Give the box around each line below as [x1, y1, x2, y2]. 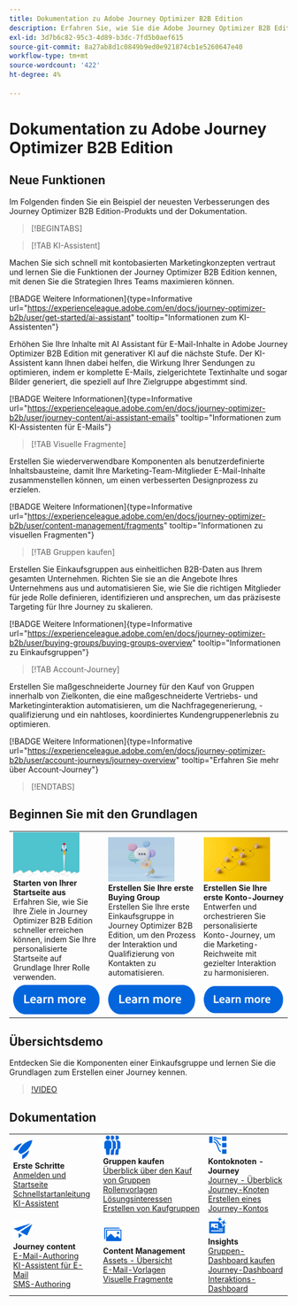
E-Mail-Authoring [12, 1250, 80, 1261]
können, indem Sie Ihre [12, 934, 97, 945]
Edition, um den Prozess [108, 930, 196, 940]
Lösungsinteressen [103, 1193, 172, 1204]
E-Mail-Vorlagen [103, 1264, 166, 1275]
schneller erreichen [12, 925, 84, 936]
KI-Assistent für [12, 1260, 72, 1270]
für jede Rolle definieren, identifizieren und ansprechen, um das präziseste [9, 591, 281, 602]
